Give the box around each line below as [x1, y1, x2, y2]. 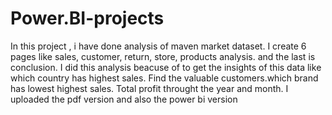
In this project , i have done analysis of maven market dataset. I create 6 [10, 40, 307, 52]
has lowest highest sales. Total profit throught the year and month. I [10, 82, 289, 94]
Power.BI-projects [10, 7, 165, 30]
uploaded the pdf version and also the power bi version [10, 93, 238, 105]
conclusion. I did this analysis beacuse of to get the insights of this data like [10, 61, 322, 73]
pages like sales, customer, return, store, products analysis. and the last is [10, 50, 316, 62]
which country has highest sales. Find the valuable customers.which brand [10, 72, 319, 84]
